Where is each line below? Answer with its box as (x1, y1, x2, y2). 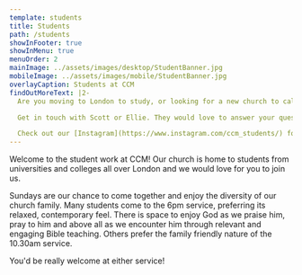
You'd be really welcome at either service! (9, 255, 165, 266)
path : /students (9, 30, 70, 39)
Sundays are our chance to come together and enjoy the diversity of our (9, 191, 277, 201)
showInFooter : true (9, 38, 83, 48)
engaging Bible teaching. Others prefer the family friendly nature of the (9, 228, 272, 239)
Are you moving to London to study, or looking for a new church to (17, 96, 280, 106)
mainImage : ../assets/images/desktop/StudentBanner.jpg (9, 64, 223, 73)
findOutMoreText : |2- (9, 88, 91, 97)
